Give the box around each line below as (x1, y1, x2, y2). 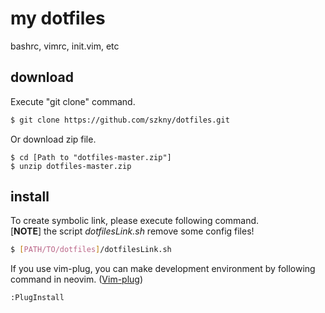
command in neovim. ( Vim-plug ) (10, 273, 144, 286)
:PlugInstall (10, 293, 65, 303)
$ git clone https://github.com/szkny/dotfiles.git (10, 115, 230, 125)
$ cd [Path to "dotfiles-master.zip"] (10, 152, 172, 162)
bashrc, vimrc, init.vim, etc (10, 40, 120, 52)
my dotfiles (10, 7, 106, 30)
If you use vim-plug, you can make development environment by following (10, 263, 316, 275)
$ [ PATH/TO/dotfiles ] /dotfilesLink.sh (10, 245, 172, 255)
